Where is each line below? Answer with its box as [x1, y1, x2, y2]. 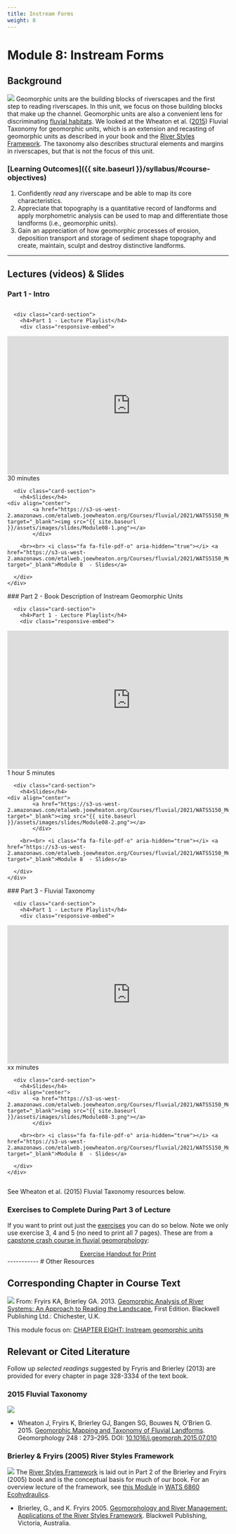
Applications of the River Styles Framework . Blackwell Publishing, [17, 1512, 207, 1519]
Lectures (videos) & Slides [7, 268, 124, 280]
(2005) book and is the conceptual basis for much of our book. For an [7, 1476, 209, 1483]
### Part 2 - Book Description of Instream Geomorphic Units [7, 592, 183, 601]
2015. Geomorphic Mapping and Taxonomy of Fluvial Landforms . [17, 1426, 205, 1434]
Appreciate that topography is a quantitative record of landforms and [17, 204, 217, 212]
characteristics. [17, 196, 63, 204]
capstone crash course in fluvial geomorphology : [7, 1235, 150, 1244]
